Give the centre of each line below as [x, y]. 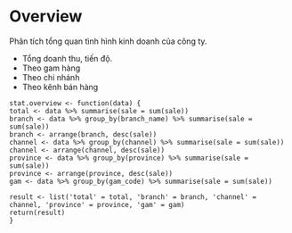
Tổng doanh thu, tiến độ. [67, 58]
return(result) [37, 212]
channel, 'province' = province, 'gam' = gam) [97, 204]
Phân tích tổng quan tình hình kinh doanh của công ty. [108, 41]
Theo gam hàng [51, 68]
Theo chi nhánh [51, 77]
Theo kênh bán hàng [60, 87]
